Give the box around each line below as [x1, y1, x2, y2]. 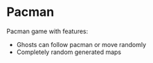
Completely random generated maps [16, 48, 122, 56]
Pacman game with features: [6, 27, 89, 35]
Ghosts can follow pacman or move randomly [16, 40, 147, 48]
